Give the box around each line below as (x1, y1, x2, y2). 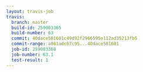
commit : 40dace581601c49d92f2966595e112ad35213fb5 (11, 35, 138, 41)
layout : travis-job (6, 8, 54, 15)
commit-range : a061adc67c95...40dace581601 (11, 41, 119, 47)
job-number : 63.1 (11, 52, 54, 57)
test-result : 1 (11, 57, 49, 63)
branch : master (11, 19, 49, 25)
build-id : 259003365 (11, 24, 62, 31)
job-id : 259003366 (11, 46, 57, 52)
